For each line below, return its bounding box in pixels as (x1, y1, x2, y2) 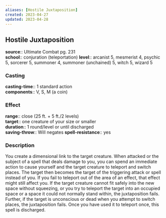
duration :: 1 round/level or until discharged (5, 124, 94, 130)
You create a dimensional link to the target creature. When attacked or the (5, 153, 159, 159)
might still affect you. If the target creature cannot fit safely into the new (5, 180, 155, 186)
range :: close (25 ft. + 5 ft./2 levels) (5, 113, 79, 119)
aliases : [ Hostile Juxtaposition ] (5, 7, 78, 13)
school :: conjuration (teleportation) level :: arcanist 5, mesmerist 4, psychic (5, 54, 160, 61)
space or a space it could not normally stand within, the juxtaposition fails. (5, 191, 160, 197)
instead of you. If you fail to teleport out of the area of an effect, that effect (5, 175, 160, 181)
